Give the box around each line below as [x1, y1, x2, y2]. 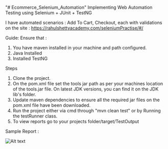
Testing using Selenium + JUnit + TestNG [5, 10, 92, 16]
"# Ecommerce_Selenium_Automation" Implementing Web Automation [5, 5, 153, 10]
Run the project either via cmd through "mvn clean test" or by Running [12, 108, 161, 113]
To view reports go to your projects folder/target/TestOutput [12, 118, 139, 124]
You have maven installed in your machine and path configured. [12, 45, 147, 50]
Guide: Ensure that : [5, 35, 47, 41]
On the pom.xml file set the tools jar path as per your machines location [12, 81, 163, 86]
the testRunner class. [12, 113, 58, 119]
